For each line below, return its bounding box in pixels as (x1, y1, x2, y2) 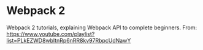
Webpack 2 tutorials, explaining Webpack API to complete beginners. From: (6, 24, 197, 31)
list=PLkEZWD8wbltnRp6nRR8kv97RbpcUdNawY (6, 37, 131, 44)
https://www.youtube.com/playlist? (6, 30, 95, 37)
